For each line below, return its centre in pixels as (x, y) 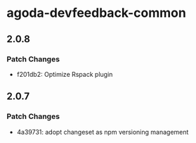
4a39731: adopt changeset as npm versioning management (103, 132)
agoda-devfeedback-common (97, 13)
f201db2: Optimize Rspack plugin (65, 74)
